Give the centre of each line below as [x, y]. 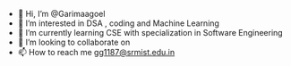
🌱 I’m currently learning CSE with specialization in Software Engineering [150, 33]
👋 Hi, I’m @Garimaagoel [61, 14]
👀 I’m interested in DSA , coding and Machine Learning [118, 23]
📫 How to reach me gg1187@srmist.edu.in [96, 52]
